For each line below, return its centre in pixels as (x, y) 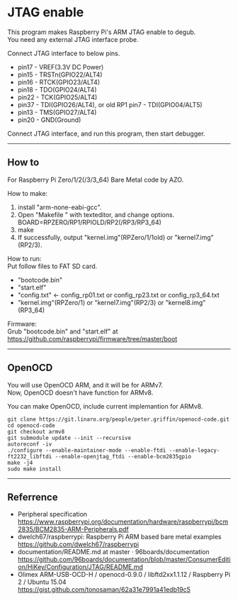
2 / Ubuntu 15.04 (42, 582)
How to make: (28, 193)
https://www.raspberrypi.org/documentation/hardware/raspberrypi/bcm (123, 522)
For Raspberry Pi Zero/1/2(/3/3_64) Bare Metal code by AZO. (96, 180)
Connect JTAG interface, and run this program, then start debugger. (106, 133)
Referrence (33, 497)
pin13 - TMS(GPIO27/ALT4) (57, 112)
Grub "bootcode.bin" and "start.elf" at (63, 331)
